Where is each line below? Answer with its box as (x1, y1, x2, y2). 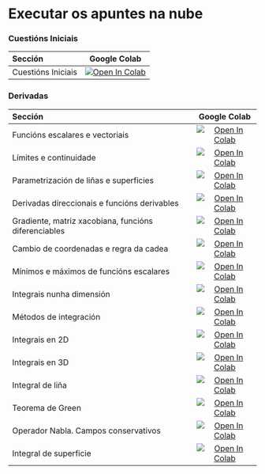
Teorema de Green (12, 402, 81, 413)
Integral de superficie (12, 448, 92, 459)
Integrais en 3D (12, 357, 69, 368)
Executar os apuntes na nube (8, 5, 203, 23)
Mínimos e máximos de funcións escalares (12, 266, 170, 277)
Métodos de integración (12, 311, 101, 322)
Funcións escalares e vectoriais (12, 129, 129, 140)
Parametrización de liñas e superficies (12, 175, 154, 186)
